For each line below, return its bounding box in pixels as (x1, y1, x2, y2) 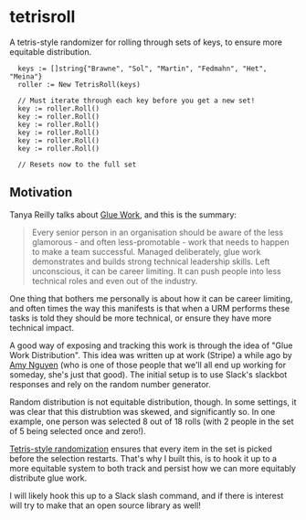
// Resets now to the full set (17, 160, 137, 169)
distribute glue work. (9, 472, 88, 483)
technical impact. (9, 322, 75, 333)
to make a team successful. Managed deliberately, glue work (31, 246, 261, 257)
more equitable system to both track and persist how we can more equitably (9, 462, 297, 473)
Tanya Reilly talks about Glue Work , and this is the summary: (9, 208, 237, 220)
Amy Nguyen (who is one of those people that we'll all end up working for (9, 359, 287, 370)
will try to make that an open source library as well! (9, 500, 201, 511)
